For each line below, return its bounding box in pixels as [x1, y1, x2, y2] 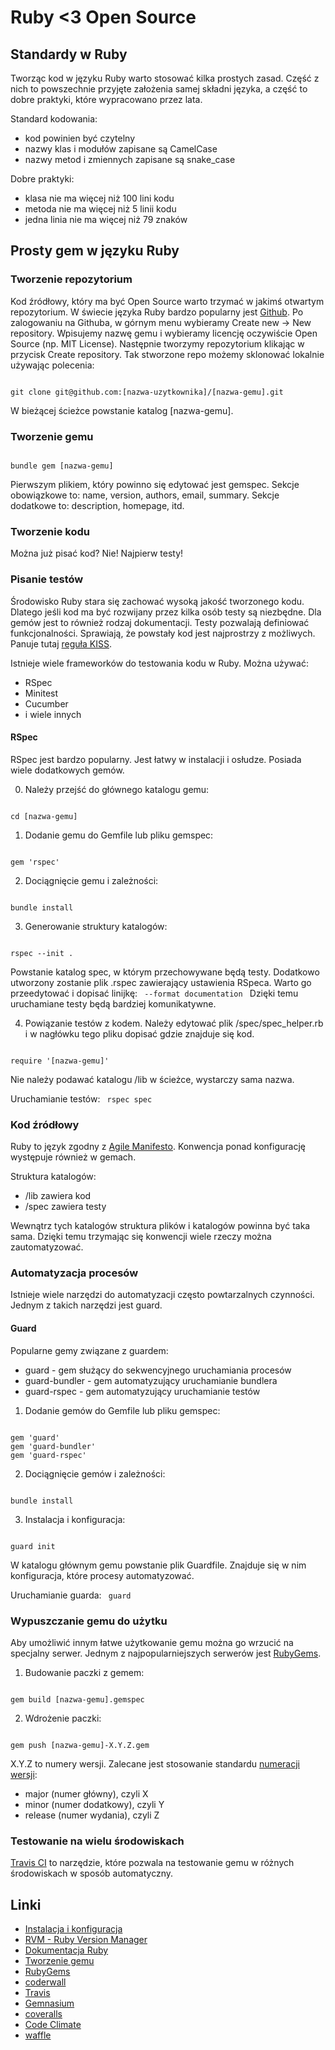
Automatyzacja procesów [10, 1266, 139, 1280]
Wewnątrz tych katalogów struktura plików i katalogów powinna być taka [10, 1220, 311, 1232]
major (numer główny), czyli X [24, 1787, 149, 1800]
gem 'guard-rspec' [10, 1450, 87, 1460]
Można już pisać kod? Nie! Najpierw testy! [10, 547, 184, 560]
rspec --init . [10, 948, 74, 958]
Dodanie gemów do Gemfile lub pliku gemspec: [24, 1404, 221, 1416]
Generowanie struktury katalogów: [24, 920, 168, 932]
